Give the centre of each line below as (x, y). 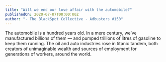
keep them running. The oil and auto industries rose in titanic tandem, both (82, 44)
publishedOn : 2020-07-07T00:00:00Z (42, 14)
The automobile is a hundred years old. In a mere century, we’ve (71, 33)
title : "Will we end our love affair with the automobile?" (69, 10)
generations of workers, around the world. (48, 54)
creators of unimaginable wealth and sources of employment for (71, 49)
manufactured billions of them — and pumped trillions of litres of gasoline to (83, 38)
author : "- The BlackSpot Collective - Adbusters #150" (64, 19)
